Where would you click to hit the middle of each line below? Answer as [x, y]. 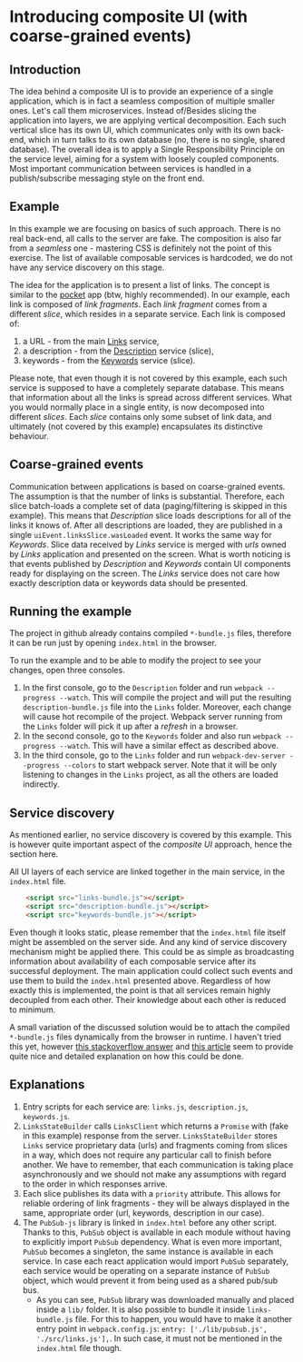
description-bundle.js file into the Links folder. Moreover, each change [157, 707]
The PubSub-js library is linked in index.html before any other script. [150, 1222]
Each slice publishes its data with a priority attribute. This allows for [151, 1193]
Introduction [45, 70]
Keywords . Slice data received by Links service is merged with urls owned [148, 544]
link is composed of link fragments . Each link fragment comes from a [138, 304]
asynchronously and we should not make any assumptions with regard [154, 1174]
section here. [34, 854]
